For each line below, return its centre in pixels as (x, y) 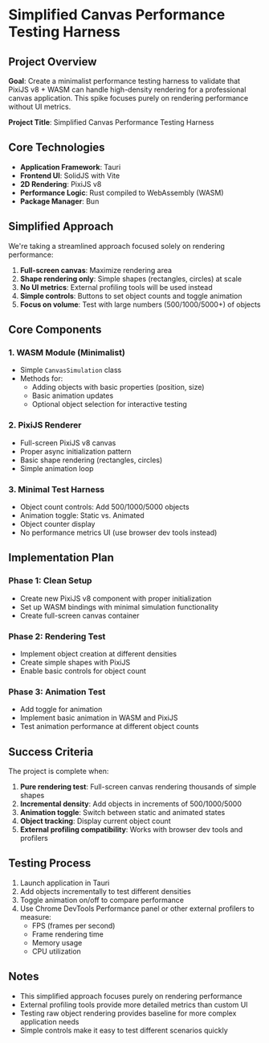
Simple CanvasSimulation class (71, 370)
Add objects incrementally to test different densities (105, 891)
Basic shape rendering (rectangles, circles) (91, 460)
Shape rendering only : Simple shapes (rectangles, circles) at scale (131, 279)
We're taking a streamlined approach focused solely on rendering (116, 246)
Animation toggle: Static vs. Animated (82, 515)
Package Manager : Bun (59, 201)
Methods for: (41, 379)
